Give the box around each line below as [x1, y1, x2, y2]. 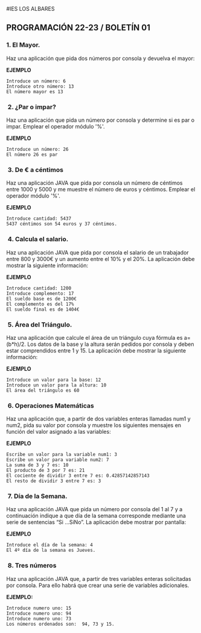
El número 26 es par [6, 151, 59, 157]
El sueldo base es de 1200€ [6, 296, 77, 302]
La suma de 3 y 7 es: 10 [6, 462, 69, 468]
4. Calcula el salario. [7, 235, 69, 244]
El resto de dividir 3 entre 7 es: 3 [6, 478, 101, 484]
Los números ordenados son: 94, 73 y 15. [6, 621, 115, 627]
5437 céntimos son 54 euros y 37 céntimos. [6, 221, 118, 227]
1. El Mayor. [6, 41, 40, 49]
